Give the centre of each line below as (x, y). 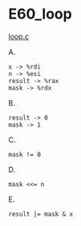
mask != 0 (25, 154)
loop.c (19, 36)
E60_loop (40, 14)
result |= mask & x (41, 214)
